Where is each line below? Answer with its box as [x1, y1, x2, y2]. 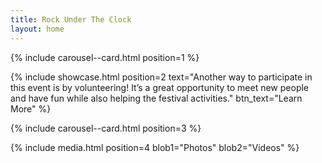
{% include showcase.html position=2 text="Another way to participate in [10, 71, 313, 83]
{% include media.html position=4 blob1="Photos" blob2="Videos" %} [10, 141, 300, 153]
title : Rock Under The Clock [10, 14, 132, 25]
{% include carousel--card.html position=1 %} [10, 51, 200, 63]
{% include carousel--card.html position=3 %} [10, 122, 202, 134]
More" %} [10, 102, 52, 115]
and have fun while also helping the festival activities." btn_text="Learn [10, 92, 303, 104]
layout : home [10, 24, 65, 34]
